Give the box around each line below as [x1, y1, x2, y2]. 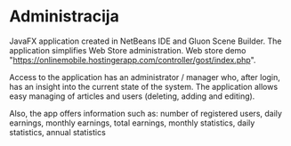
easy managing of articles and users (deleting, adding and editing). [9, 91, 255, 101]
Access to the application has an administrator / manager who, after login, [9, 71, 280, 82]
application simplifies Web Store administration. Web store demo [9, 45, 247, 55]
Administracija [9, 6, 120, 27]
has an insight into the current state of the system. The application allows [9, 81, 279, 92]
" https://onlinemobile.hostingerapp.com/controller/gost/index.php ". [9, 54, 256, 65]
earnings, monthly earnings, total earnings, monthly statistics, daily [9, 118, 255, 128]
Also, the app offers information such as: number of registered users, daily [9, 108, 283, 118]
